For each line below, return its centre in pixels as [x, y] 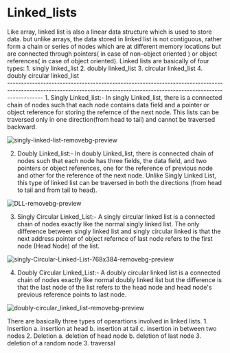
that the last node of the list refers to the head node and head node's [114, 287]
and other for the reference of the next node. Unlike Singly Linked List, [116, 175]
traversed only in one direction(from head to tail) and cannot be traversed [111, 119]
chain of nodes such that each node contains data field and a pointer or [108, 105]
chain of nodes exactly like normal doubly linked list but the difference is [119, 279]
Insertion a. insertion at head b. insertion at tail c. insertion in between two [112, 328]
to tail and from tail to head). [57, 190]
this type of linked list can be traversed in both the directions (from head [119, 182]
